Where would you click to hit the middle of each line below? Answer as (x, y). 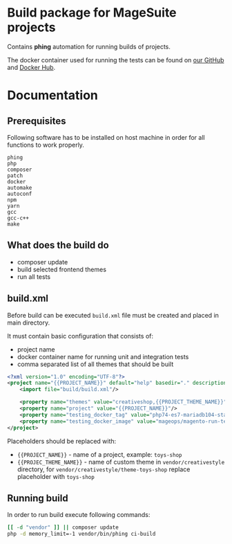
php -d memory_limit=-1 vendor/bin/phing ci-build (81, 534)
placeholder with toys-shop (56, 476)
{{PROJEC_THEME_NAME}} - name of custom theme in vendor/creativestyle (121, 462)
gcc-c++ (18, 218)
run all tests (33, 276)
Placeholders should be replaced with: (62, 441)
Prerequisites (37, 121)
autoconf (20, 194)
